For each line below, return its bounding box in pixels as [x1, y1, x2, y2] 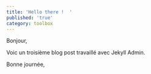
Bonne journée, [6, 61, 45, 68]
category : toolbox [6, 20, 53, 26]
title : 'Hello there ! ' [6, 9, 72, 15]
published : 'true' [6, 15, 53, 21]
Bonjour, [6, 37, 28, 45]
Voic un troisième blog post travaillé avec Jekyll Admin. [6, 49, 145, 56]
